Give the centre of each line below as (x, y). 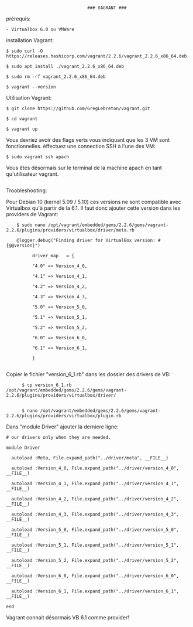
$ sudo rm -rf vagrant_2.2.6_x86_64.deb (56, 77)
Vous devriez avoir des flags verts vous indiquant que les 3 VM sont (88, 140)
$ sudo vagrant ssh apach (37, 157)
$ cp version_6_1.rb (46, 385)
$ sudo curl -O (25, 51)
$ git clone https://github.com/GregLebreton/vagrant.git (78, 108)
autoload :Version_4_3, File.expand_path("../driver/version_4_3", (95, 514)
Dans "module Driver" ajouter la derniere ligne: (62, 427)
